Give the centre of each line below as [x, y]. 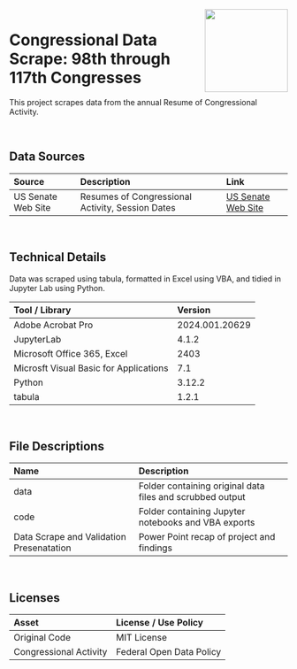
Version [194, 310]
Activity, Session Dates [128, 207]
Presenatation [42, 548]
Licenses [34, 598]
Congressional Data [83, 40]
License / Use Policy [160, 623]
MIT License [142, 638]
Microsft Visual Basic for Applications [91, 368]
